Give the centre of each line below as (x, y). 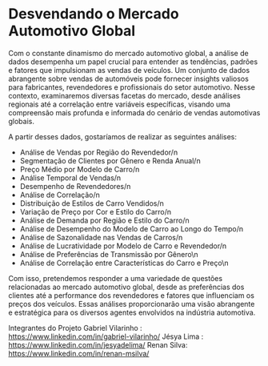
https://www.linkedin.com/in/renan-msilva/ (79, 353)
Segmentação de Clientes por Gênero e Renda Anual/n (110, 160)
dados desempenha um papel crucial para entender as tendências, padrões (133, 62)
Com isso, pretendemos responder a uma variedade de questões (115, 278)
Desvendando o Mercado (94, 14)
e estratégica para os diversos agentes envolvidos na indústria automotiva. (132, 312)
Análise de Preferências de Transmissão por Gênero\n (109, 254)
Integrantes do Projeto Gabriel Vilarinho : (75, 328)
